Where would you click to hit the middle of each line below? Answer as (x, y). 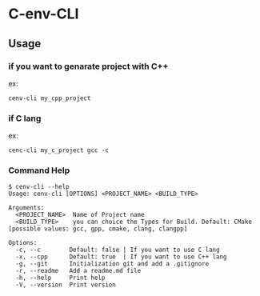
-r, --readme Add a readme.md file (78, 271)
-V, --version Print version (66, 285)
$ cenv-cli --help (39, 187)
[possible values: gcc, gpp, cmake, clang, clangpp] (98, 229)
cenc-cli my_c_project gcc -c (59, 150)
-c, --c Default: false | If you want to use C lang (118, 250)
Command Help (39, 170)
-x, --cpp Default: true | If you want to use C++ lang (121, 257)
